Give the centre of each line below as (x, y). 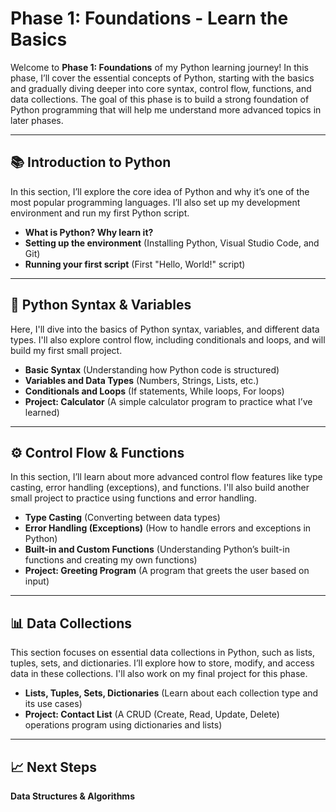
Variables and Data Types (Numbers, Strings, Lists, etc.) (142, 380)
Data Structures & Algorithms (72, 796)
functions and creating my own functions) (111, 560)
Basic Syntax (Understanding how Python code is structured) (152, 369)
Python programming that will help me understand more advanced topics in (166, 109)
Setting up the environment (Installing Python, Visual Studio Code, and (172, 243)
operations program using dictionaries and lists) (123, 725)
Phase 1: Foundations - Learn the (149, 18)
